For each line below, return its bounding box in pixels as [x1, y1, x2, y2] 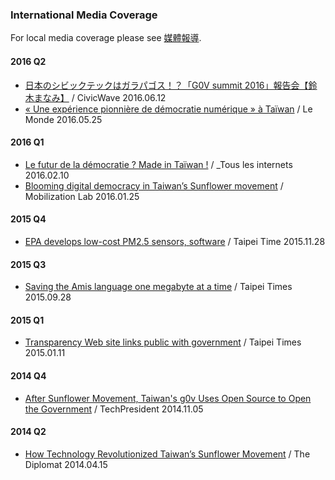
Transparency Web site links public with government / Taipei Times [24, 336, 302, 348]
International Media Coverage [10, 8, 158, 22]
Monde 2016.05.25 [24, 113, 103, 125]
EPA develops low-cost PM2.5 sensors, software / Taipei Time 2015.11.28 [24, 235, 326, 247]
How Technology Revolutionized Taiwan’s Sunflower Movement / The [24, 448, 311, 460]
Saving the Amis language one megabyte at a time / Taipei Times [24, 281, 293, 293]
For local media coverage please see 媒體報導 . [10, 32, 202, 44]
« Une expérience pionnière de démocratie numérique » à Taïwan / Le [24, 103, 313, 115]
